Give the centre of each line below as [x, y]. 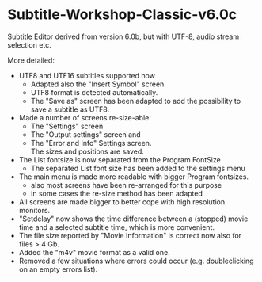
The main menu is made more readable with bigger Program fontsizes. [134, 177]
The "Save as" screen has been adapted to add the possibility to [136, 101]
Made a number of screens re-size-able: [85, 117]
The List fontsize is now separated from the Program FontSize [120, 159]
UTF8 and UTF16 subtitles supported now [87, 75]
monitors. [34, 210]
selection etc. [30, 44]
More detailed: [31, 60]
